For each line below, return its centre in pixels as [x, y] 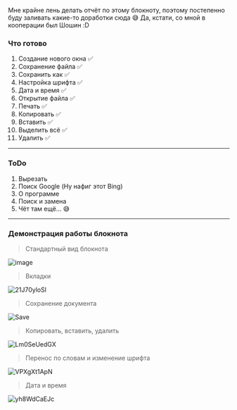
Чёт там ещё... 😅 [44, 209]
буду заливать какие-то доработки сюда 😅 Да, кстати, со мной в [107, 18]
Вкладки [38, 276]
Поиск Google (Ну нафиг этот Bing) [70, 186]
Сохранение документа [61, 303]
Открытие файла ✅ [47, 99]
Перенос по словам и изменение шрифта [88, 358]
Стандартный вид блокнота [66, 249]
